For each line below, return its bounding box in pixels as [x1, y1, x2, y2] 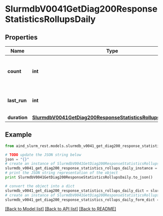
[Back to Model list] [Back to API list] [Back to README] [5, 206, 116, 212]
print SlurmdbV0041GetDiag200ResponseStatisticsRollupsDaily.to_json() [5, 175, 153, 180]
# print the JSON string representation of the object [5, 170, 118, 176]
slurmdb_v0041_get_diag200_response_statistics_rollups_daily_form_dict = [5, 197, 160, 202]
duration [7, 114, 28, 121]
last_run [7, 97, 27, 104]
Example [5, 130, 32, 139]
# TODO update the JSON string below [5, 152, 81, 157]
